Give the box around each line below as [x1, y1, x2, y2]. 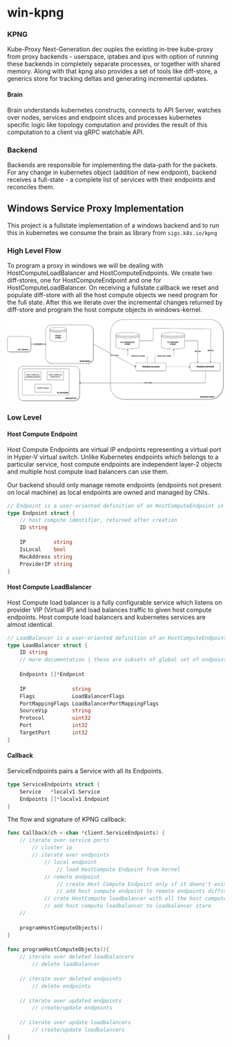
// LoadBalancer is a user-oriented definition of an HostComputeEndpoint [7, 634, 227, 641]
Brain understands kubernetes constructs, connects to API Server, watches [7, 106, 222, 114]
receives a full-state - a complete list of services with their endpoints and [7, 175, 215, 184]
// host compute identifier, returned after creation [19, 517, 177, 524]
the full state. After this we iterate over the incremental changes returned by [7, 299, 223, 307]
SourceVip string [19, 707, 91, 715]
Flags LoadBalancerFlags [19, 692, 126, 699]
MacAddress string [19, 553, 72, 560]
